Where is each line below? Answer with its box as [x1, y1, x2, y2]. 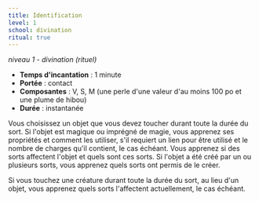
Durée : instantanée [19, 104, 84, 113]
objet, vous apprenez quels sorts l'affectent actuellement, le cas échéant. [8, 184, 246, 193]
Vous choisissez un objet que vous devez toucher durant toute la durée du [8, 119, 249, 128]
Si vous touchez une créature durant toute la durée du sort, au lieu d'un [8, 176, 239, 185]
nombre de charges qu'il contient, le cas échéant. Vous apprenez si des [8, 144, 241, 153]
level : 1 [8, 19, 37, 27]
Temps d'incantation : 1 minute [19, 70, 122, 79]
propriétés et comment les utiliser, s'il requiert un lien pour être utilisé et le [8, 135, 249, 145]
